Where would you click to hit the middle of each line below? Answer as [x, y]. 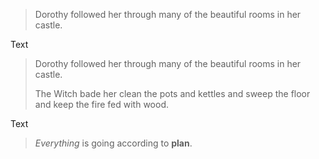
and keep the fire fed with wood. [101, 104]
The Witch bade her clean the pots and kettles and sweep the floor [172, 93]
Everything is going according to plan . [113, 143]
